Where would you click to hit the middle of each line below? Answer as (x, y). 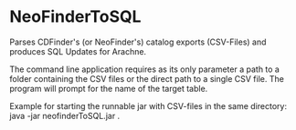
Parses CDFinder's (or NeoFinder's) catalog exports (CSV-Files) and (138, 42)
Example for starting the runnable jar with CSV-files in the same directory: (148, 105)
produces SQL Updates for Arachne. (78, 51)
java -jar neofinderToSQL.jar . (65, 115)
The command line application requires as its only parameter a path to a (145, 69)
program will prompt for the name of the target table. (109, 88)
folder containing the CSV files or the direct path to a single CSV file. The (147, 78)
